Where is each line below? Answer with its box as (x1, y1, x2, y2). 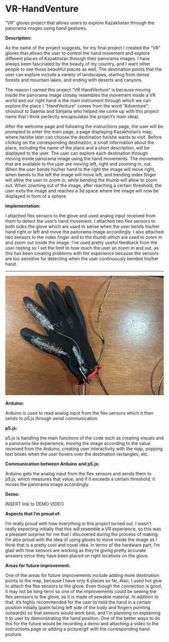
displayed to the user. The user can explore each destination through (5, 150, 148, 156)
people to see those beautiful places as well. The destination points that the (5, 66, 162, 72)
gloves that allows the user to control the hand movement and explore (5, 50, 150, 56)
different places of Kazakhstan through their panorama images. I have (5, 55, 150, 61)
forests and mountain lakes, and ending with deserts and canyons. (5, 77, 143, 83)
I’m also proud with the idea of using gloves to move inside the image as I (5, 536, 157, 542)
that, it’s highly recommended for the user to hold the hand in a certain (5, 599, 151, 605)
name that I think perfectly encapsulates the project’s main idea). (5, 113, 140, 119)
